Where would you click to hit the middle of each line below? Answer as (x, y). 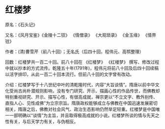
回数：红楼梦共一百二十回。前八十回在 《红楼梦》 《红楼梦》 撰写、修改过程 (82, 62)
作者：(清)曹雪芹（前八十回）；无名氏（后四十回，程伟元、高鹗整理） (74, 52)
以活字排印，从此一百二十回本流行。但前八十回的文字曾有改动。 (69, 74)
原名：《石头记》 (21, 25)
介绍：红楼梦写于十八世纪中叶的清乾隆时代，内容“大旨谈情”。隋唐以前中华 (80, 84)
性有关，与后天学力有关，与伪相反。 (42, 121)
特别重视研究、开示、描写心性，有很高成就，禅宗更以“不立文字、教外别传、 (82, 97)
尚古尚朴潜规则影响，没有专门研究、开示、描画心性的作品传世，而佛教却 (87, 91)
